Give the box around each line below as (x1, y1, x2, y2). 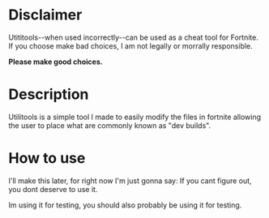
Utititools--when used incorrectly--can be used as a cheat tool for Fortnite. (8, 32, 259, 42)
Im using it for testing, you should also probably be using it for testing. (8, 200, 242, 210)
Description (8, 85, 89, 104)
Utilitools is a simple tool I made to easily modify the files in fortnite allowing (8, 112, 262, 122)
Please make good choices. (8, 57, 103, 66)
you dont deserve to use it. (8, 184, 98, 194)
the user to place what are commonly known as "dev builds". (8, 120, 211, 130)
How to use (8, 149, 86, 168)
